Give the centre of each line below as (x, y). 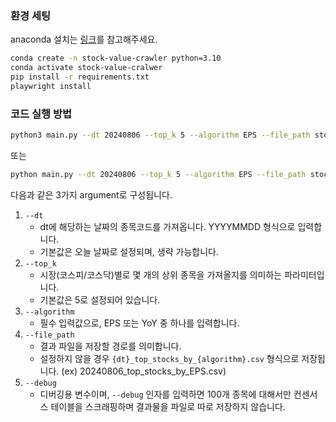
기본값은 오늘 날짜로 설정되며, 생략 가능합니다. (129, 251)
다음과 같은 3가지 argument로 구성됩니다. (91, 194)
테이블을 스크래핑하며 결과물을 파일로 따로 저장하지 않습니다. (168, 406)
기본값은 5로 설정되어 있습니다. (100, 299)
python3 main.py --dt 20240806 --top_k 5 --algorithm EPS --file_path (160, 135)
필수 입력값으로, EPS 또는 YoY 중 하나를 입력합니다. (139, 323)
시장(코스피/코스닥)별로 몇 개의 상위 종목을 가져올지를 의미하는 (161, 274)
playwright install (51, 86)
